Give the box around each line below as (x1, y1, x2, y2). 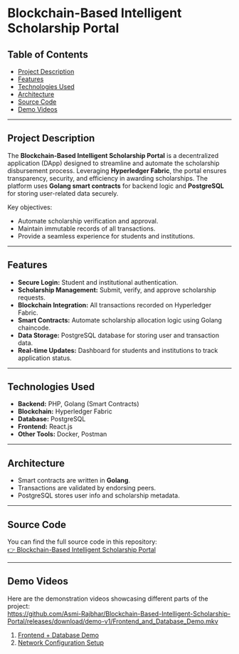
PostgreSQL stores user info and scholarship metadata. (17, 491, 180, 500)
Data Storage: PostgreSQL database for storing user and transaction (17, 331, 220, 339)
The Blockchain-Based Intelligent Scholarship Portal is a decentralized (7, 151, 219, 159)
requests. (17, 293, 46, 302)
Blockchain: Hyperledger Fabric (17, 407, 112, 416)
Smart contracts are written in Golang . (17, 476, 130, 485)
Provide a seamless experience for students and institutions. (17, 231, 196, 240)
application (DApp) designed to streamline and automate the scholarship (7, 159, 220, 167)
